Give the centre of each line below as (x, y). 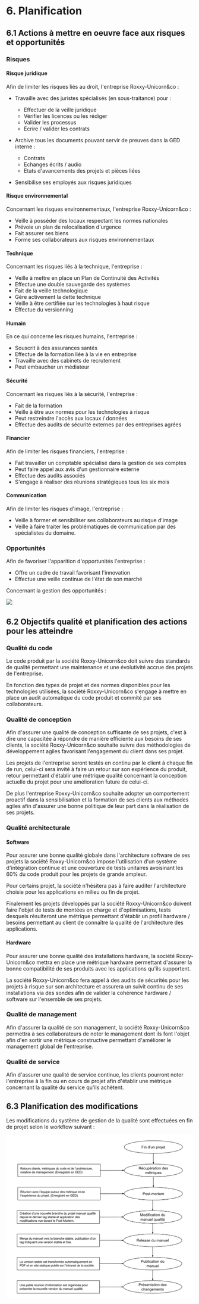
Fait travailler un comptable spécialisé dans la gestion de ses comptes (100, 463)
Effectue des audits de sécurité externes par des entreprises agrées (98, 425)
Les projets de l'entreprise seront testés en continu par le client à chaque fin (99, 763)
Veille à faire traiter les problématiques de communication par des (95, 526)
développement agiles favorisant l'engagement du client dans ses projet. (95, 751)
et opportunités (36, 42)
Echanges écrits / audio (53, 164)
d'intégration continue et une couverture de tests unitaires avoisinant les (95, 868)
